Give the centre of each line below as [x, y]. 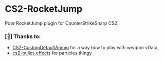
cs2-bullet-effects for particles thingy [52, 53]
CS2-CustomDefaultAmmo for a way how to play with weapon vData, [85, 48]
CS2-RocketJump [44, 9]
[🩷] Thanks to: [23, 36]
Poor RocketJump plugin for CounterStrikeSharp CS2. [62, 23]
